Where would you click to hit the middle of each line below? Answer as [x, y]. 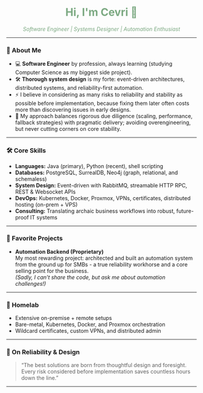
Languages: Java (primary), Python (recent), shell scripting [89, 166]
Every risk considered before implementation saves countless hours [106, 372]
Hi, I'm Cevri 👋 [101, 12]
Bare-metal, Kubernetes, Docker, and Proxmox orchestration [90, 324]
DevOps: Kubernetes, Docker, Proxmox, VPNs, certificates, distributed [103, 198]
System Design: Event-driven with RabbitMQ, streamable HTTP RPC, [101, 185]
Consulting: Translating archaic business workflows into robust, [95, 211]
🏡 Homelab [23, 305]
